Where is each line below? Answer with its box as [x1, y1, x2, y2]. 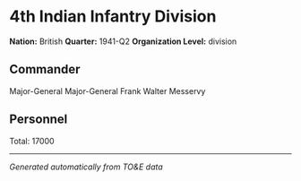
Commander [9, 62, 81, 77]
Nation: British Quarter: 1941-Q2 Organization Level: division [9, 36, 237, 47]
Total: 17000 [9, 135, 56, 146]
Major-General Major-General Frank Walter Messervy [9, 85, 206, 96]
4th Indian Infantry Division [9, 6, 217, 27]
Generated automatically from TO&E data [9, 161, 163, 172]
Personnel [9, 112, 68, 127]
